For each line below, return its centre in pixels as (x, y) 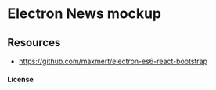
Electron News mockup (85, 14)
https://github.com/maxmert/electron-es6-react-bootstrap (113, 61)
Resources (34, 43)
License (21, 79)
